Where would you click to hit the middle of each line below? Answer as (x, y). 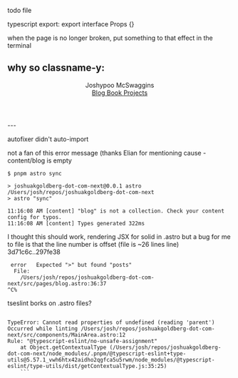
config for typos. (35, 217)
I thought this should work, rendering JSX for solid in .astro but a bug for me (119, 236)
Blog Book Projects (120, 93)
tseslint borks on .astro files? (50, 303)
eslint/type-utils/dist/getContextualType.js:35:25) (87, 366)
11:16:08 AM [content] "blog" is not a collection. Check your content (116, 211)
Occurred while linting (43, 328)
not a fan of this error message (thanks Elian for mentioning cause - (107, 153)
